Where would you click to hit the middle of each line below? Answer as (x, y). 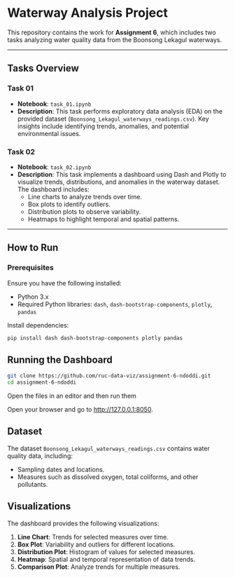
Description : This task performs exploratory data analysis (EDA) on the (120, 111)
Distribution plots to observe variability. (84, 211)
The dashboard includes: (53, 189)
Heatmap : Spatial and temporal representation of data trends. (106, 559)
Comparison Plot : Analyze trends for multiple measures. (99, 567)
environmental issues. (49, 133)
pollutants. (33, 484)
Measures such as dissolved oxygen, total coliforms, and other (108, 477)
